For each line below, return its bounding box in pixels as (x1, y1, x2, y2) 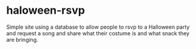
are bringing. (6, 36, 38, 43)
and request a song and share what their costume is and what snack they (6, 29, 190, 36)
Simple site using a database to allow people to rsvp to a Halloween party (6, 23, 190, 30)
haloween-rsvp (6, 4, 85, 17)
